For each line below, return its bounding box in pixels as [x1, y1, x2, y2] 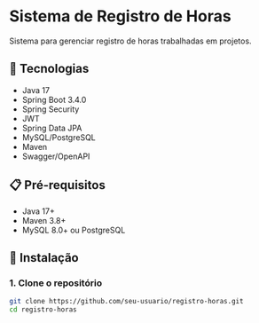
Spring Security [21, 104, 80, 114]
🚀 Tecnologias [9, 61, 90, 76]
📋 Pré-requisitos [9, 177, 106, 193]
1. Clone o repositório [9, 277, 103, 289]
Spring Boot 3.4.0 [21, 94, 87, 105]
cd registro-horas [9, 305, 77, 314]
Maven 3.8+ [21, 215, 67, 225]
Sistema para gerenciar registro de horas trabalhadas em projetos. [9, 35, 252, 46]
